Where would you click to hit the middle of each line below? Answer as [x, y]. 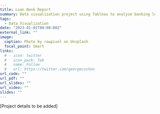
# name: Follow [22, 65]
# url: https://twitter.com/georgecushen [49, 69]
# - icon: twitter [23, 55]
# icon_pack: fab [24, 60]
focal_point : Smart [24, 46]
